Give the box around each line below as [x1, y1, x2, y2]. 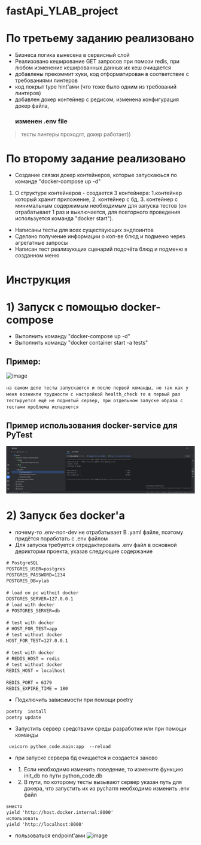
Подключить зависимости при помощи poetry [14, 696, 133, 704]
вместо [6, 804, 23, 810]
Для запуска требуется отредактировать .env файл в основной [14, 542, 178, 549]
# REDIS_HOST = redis [6, 656, 60, 662]
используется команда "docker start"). [14, 215, 114, 222]
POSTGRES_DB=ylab [6, 578, 50, 584]
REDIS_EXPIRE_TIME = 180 [6, 686, 68, 692]
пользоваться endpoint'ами [14, 832, 86, 839]
